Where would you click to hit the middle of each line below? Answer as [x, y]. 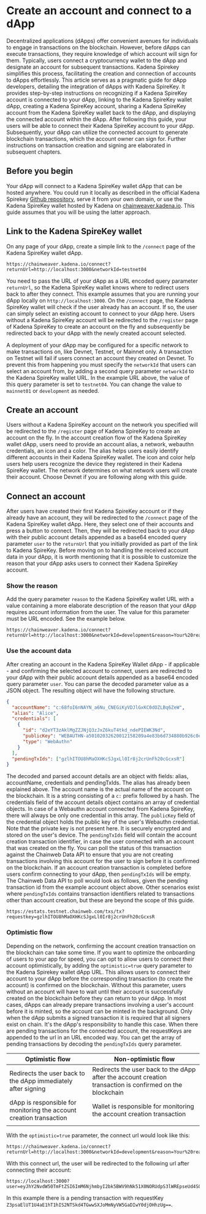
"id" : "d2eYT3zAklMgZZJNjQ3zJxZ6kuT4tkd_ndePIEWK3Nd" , [94, 730]
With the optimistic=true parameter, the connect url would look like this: [98, 1135]
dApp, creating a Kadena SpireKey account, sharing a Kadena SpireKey [96, 106]
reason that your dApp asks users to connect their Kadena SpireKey [92, 564]
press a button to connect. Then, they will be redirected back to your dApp [101, 531]
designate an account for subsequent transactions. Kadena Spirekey [93, 67]
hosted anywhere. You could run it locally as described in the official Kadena [103, 192]
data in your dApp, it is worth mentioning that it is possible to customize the [101, 557]
